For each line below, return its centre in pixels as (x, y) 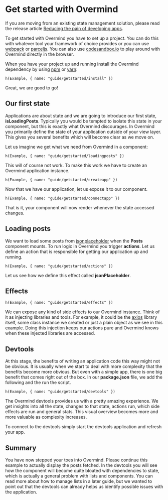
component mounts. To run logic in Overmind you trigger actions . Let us (80, 246)
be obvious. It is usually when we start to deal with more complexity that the (84, 366)
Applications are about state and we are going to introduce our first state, (81, 115)
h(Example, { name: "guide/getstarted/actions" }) (59, 266)
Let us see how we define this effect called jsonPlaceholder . (68, 275)
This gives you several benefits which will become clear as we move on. (80, 137)
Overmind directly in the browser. (40, 54)
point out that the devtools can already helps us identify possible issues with (84, 486)
